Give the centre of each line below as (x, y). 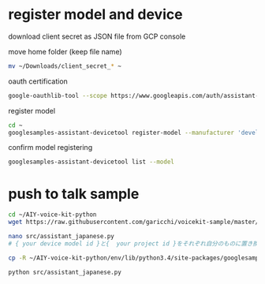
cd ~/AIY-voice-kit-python (52, 215)
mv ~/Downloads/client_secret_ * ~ (65, 66)
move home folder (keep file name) (65, 51)
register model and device (95, 15)
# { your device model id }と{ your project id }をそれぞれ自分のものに (125, 243)
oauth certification (38, 81)
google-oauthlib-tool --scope (58, 95)
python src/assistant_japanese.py (65, 272)
